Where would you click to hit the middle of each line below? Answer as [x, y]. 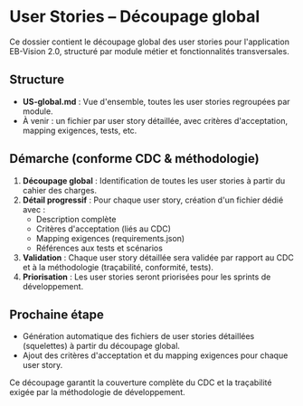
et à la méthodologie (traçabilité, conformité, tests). [118, 267]
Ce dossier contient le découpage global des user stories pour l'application [149, 42]
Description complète [76, 219]
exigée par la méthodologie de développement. [97, 392]
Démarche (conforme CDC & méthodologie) [134, 159]
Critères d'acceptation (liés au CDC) [104, 229]
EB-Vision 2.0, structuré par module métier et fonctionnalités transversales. [149, 51]
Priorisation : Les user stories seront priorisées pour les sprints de [147, 277]
